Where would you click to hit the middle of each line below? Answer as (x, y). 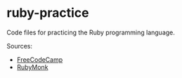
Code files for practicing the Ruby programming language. (91, 32)
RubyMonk (32, 67)
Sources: (20, 46)
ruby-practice (48, 13)
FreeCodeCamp (40, 59)
